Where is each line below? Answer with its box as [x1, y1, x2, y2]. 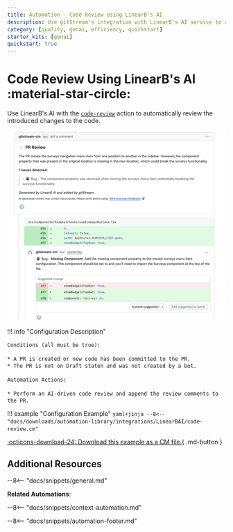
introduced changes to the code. [7, 117, 101, 125]
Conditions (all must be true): [7, 341, 101, 349]
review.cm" [7, 426, 39, 433]
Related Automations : [7, 490, 71, 498]
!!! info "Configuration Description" [7, 328, 106, 336]
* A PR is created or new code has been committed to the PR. [7, 355, 191, 363]
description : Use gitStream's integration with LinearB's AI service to [7, 18, 222, 26]
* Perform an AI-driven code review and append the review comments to [7, 390, 218, 398]
